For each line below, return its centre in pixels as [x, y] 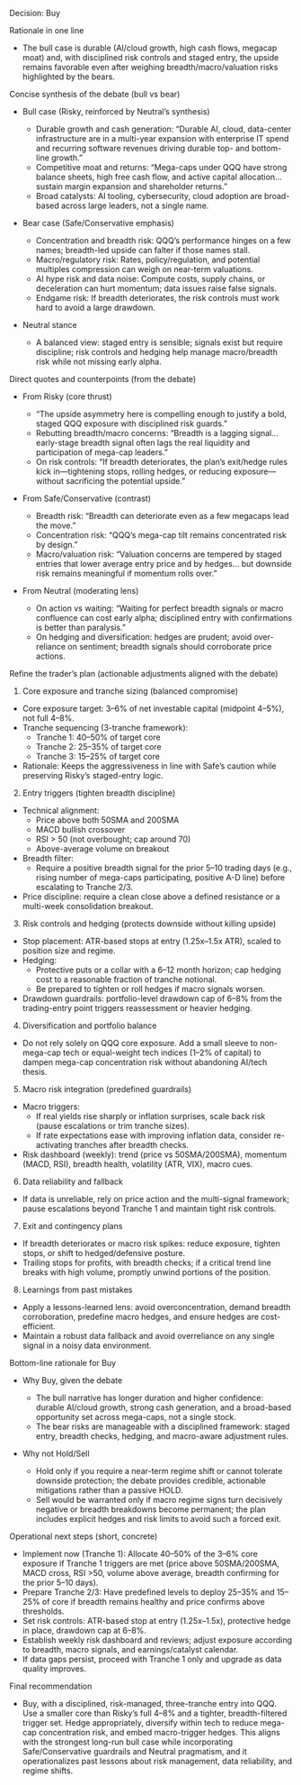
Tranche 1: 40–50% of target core [98, 737]
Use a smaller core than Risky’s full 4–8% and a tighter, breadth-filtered [155, 1713]
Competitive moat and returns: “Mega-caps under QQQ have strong [161, 167]
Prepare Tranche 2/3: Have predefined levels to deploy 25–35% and [148, 1592]
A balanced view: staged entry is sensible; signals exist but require [159, 342]
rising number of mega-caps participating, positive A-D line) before [160, 877]
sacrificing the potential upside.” [126, 481]
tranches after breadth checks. [131, 1145]
